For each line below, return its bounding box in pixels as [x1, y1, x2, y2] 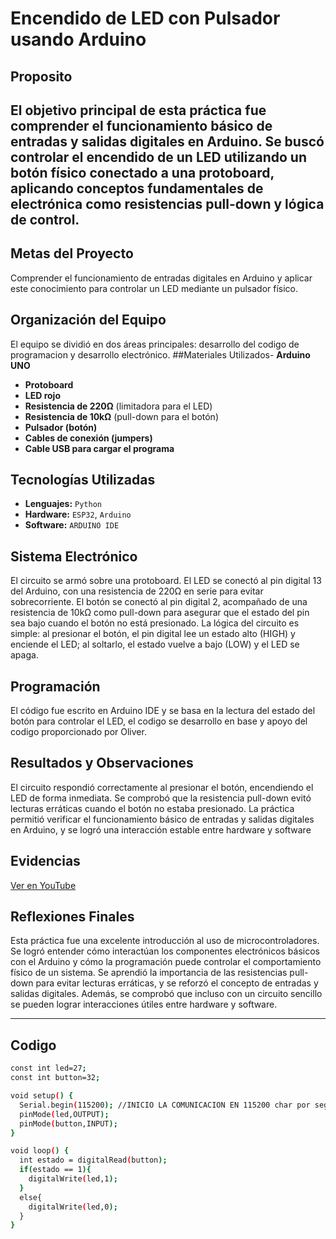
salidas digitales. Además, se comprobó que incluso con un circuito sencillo [10, 988, 323, 1000]
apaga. [10, 649, 39, 661]
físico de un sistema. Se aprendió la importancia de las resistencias [10, 967, 288, 979]
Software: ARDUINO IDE [24, 519, 120, 531]
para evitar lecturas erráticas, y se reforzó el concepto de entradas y [35, 977, 319, 989]
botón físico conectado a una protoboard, [10, 164, 275, 181]
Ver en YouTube [10, 879, 77, 891]
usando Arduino [10, 28, 147, 51]
